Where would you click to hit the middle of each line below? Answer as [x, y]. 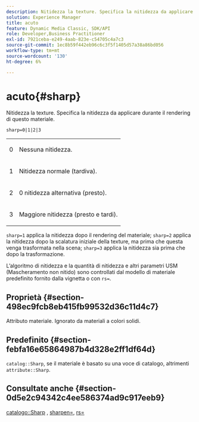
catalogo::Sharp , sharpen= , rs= [45, 412]
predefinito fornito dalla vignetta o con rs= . [59, 279]
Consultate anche [40, 389]
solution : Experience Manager [44, 17]
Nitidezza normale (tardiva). [58, 171]
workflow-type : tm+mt [33, 51]
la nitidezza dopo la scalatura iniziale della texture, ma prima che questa [95, 242]
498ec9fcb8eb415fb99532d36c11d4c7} [83, 307]
